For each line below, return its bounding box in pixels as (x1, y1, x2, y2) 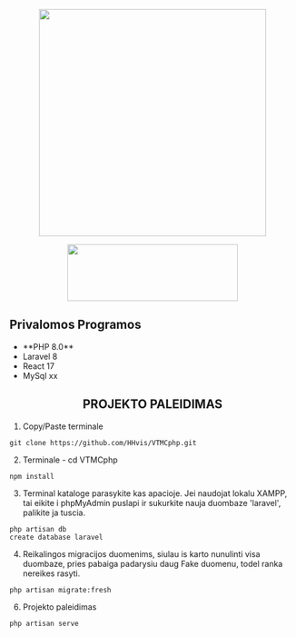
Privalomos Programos (9, 317, 142, 333)
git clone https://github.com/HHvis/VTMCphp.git (9, 438, 197, 447)
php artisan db (9, 524, 67, 533)
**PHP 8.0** (22, 341, 74, 352)
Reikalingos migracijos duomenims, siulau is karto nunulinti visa (22, 548, 261, 559)
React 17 (22, 360, 54, 372)
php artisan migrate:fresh (9, 585, 112, 594)
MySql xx (22, 370, 58, 381)
